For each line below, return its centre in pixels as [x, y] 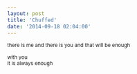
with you [17, 57]
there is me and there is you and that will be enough [68, 46]
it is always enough [30, 64]
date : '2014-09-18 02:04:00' [49, 26]
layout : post [26, 13]
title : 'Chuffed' [32, 20]
